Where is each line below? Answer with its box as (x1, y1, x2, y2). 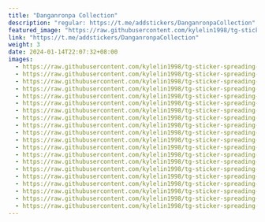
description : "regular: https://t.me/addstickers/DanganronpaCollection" (8, 19, 256, 27)
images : (8, 56, 34, 64)
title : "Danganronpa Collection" (8, 11, 118, 20)
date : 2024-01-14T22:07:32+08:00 (8, 48, 118, 56)
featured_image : (8, 26, 62, 34)
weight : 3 (8, 41, 41, 49)
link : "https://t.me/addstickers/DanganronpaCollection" (8, 33, 200, 42)
